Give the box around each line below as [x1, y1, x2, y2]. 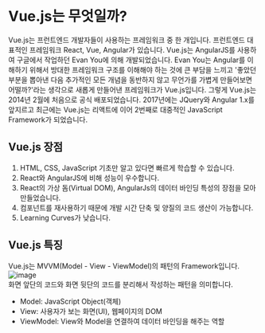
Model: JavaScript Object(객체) [19, 296, 122, 306]
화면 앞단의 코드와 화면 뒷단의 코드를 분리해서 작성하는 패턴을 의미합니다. [8, 280, 233, 289]
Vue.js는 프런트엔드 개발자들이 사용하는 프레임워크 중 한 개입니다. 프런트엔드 [8, 35, 245, 45]
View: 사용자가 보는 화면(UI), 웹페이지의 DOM [19, 306, 163, 315]
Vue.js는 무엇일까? [8, 7, 127, 25]
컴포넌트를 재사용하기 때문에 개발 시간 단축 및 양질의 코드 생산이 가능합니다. [19, 202, 254, 212]
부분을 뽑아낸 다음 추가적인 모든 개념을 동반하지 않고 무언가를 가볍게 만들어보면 [8, 75, 253, 84]
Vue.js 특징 [8, 238, 64, 252]
